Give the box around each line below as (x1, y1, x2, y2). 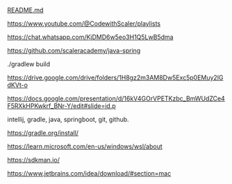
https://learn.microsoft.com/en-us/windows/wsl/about (7, 142, 163, 151)
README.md (7, 6, 44, 14)
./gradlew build (7, 60, 51, 68)
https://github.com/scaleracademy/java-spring (7, 47, 141, 54)
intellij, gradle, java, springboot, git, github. (7, 115, 130, 123)
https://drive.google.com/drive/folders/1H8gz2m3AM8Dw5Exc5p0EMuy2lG (7, 73, 224, 82)
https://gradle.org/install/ (7, 129, 78, 137)
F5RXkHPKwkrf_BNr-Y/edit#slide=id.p (7, 102, 116, 110)
